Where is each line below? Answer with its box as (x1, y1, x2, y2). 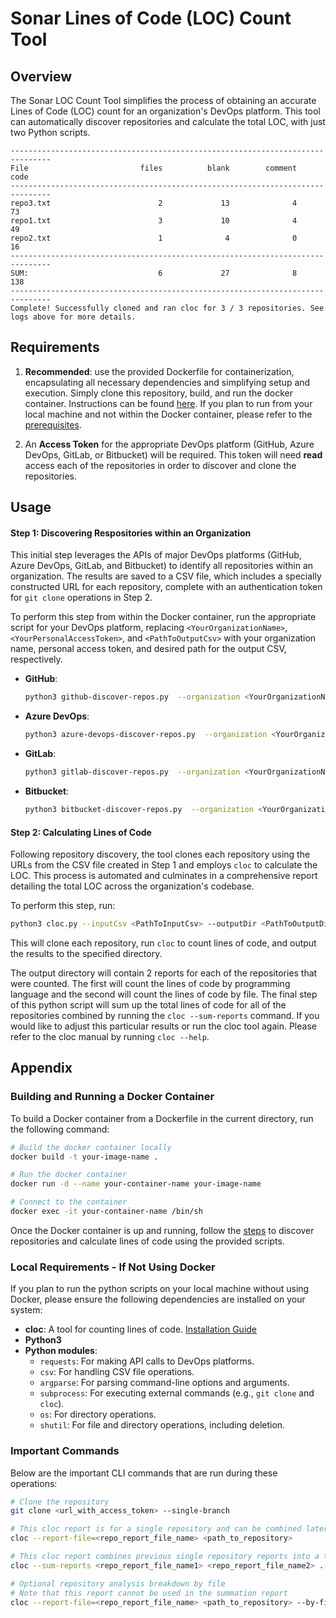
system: (10, 1304, 43, 1316)
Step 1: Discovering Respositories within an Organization (10, 527, 252, 539)
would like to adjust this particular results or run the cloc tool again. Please (10, 1020, 317, 1032)
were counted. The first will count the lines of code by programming (10, 977, 291, 989)
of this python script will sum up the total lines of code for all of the (10, 998, 287, 1011)
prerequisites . (24, 418, 82, 431)
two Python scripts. (10, 127, 91, 138)
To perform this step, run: (10, 900, 116, 912)
